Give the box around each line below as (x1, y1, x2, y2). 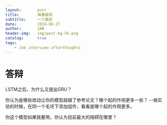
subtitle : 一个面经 (5, 17, 52, 22)
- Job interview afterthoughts (14, 45, 81, 50)
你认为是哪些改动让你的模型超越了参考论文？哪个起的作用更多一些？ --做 (5, 97, 158, 103)
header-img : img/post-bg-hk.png (5, 31, 79, 36)
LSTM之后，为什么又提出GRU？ (5, 86, 72, 92)
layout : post (5, 7, 47, 13)
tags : (5, 40, 17, 46)
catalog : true (5, 36, 47, 41)
